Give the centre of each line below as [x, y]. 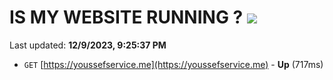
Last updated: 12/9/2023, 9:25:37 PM [88, 45]
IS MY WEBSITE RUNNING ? [126, 17]
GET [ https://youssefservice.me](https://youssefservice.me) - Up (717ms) [173, 64]
